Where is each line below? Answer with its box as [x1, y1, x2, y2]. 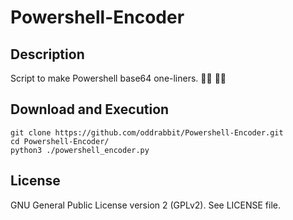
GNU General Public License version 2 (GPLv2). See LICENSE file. [10, 199, 282, 211]
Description [10, 46, 85, 63]
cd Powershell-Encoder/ [10, 136, 110, 146]
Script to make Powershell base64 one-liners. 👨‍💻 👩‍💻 [10, 72, 227, 84]
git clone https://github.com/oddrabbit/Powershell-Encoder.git [10, 127, 284, 138]
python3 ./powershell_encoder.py [10, 145, 150, 155]
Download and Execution [10, 101, 170, 118]
